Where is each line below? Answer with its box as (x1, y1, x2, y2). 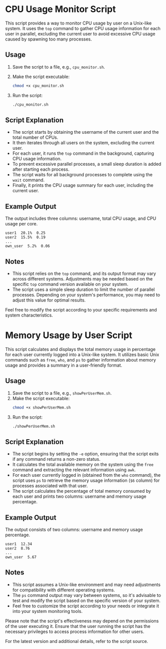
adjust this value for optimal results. (12, 297, 86, 303)
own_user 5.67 (5, 555, 37, 560)
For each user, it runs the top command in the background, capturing (12, 150, 155, 156)
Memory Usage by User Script (5, 330, 133, 341)
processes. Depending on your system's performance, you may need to (12, 291, 161, 297)
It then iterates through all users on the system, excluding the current (12, 140, 155, 146)
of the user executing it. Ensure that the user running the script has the (5, 623, 151, 629)
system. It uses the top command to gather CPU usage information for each (5, 25, 161, 31)
